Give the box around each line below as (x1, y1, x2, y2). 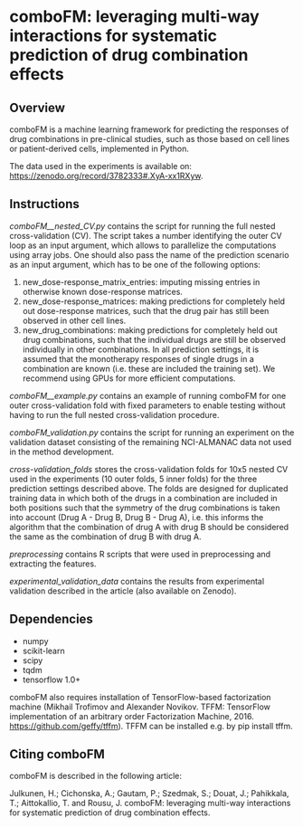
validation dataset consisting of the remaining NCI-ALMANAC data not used (9, 436, 292, 447)
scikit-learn (22, 645, 65, 656)
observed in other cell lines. (22, 315, 127, 326)
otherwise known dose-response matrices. (22, 286, 184, 297)
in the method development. (9, 446, 115, 457)
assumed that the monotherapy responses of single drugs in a (22, 353, 255, 364)
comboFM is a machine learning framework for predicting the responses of (9, 124, 289, 135)
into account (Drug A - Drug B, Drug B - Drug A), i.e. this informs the (9, 511, 264, 522)
